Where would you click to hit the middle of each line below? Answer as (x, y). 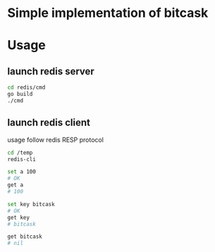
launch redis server (51, 71)
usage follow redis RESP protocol (56, 140)
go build (20, 94)
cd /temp (20, 152)
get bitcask (25, 237)
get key (19, 217)
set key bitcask (31, 204)
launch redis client (49, 122)
